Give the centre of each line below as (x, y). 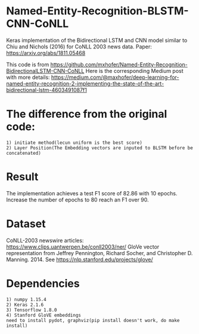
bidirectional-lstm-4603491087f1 (47, 90)
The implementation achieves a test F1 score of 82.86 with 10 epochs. (92, 193)
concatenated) (24, 153)
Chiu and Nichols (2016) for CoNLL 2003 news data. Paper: (79, 47)
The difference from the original (87, 114)
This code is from (28, 65)
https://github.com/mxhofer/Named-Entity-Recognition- (119, 65)
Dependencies (43, 284)
